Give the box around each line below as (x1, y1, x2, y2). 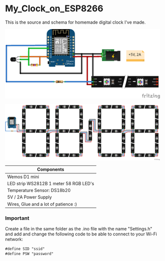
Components (37, 166, 65, 172)
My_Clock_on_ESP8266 (5, 3, 104, 14)
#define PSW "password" (5, 252, 54, 257)
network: (5, 236, 24, 242)
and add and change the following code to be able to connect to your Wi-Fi (5, 231, 157, 237)
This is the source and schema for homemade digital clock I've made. (5, 19, 146, 25)
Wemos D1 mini (7, 173, 39, 180)
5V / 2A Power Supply (7, 194, 52, 200)
